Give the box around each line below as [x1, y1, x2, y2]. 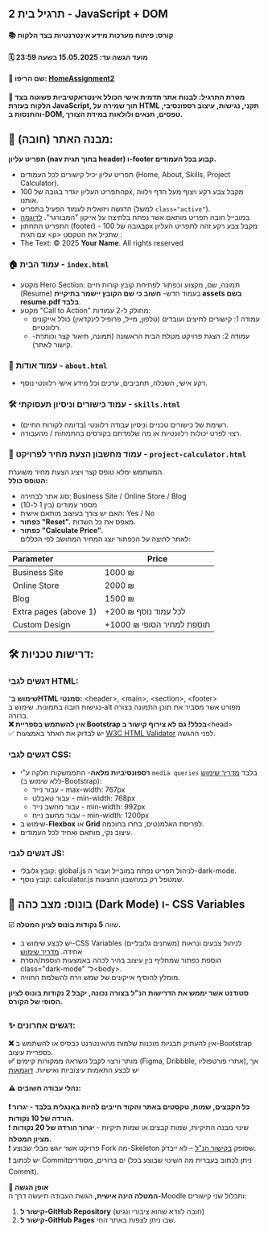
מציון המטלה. [8, 1134, 52, 1144]
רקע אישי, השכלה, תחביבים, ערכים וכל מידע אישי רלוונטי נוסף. [19, 379, 208, 388]
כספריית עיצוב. [8, 1047, 54, 1057]
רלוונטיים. [31, 322, 62, 332]
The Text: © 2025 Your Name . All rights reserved [19, 238, 183, 247]
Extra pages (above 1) [12, 606, 97, 617]
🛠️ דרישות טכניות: [8, 648, 94, 661]
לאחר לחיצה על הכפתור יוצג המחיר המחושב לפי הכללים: [19, 534, 192, 544]
